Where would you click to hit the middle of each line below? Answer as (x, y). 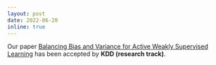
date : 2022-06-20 (33, 20)
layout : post (26, 14)
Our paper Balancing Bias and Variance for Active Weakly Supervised (108, 47)
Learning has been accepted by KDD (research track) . (87, 54)
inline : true (26, 27)
